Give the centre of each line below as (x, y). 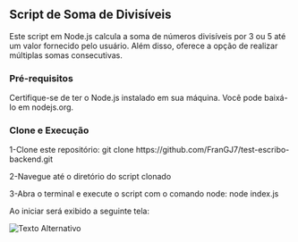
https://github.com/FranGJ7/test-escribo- (213, 150)
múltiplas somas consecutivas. (66, 55)
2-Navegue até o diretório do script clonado (90, 177)
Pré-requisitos (41, 78)
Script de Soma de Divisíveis (90, 15)
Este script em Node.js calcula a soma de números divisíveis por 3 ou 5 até (148, 36)
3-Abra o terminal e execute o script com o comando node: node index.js (144, 194)
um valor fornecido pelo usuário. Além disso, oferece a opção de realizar (144, 46)
